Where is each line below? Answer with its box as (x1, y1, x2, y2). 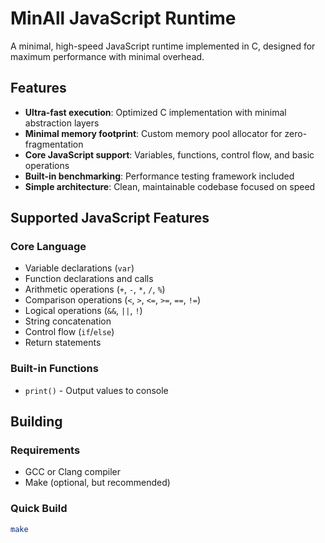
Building (10, 413, 63, 431)
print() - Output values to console (24, 384, 169, 396)
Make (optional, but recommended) (24, 477, 171, 489)
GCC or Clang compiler (24, 466, 121, 478)
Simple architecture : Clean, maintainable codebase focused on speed (24, 180, 316, 192)
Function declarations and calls (24, 273, 154, 285)
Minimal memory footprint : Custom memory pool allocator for (24, 127, 283, 139)
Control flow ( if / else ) (24, 326, 115, 338)
